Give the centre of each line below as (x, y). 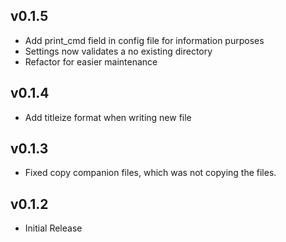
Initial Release (53, 228)
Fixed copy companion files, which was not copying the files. (150, 173)
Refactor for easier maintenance (91, 61)
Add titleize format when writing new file (108, 117)
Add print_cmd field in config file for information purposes (144, 40)
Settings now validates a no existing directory (118, 51)
